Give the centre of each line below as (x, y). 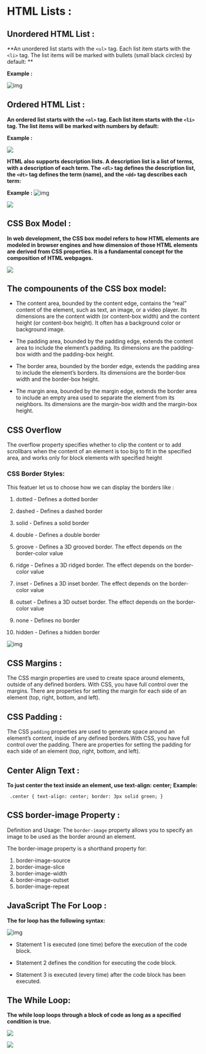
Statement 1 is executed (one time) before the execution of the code (101, 944)
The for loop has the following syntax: (56, 920)
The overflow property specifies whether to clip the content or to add (94, 445)
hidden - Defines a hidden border (58, 632)
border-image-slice (40, 867)
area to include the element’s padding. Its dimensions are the (93, 348)
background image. (40, 329)
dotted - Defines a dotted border (57, 499)
